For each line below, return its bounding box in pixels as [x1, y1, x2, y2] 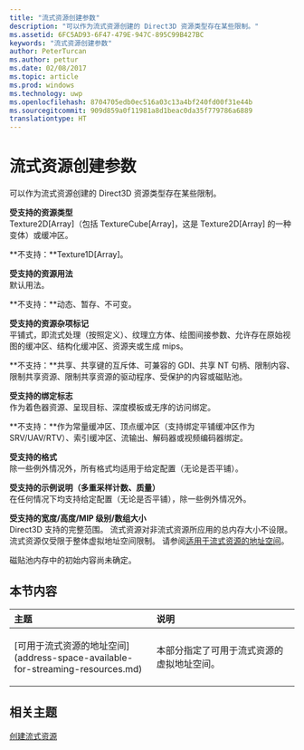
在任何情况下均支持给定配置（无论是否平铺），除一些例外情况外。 [9, 494, 252, 505]
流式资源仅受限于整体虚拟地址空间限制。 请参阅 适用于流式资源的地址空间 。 [9, 535, 290, 546]
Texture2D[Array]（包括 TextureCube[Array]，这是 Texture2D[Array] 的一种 [9, 218, 292, 229]
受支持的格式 [9, 452, 57, 463]
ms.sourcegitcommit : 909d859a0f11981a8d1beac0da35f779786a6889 [9, 106, 253, 115]
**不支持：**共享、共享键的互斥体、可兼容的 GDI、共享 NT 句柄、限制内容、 [9, 360, 295, 371]
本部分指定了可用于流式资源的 [157, 644, 284, 657]
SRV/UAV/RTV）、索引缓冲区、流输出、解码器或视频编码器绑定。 [9, 432, 249, 444]
